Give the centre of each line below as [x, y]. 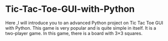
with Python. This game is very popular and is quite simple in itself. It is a [81, 28]
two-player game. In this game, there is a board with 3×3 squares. [74, 33]
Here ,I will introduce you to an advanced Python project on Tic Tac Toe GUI [84, 23]
